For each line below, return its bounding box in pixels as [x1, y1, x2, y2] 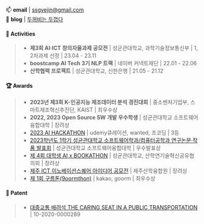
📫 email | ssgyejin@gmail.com [5, 6, 84, 13]
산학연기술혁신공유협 [145, 152, 195, 159]
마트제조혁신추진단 [29, 106, 75, 114]
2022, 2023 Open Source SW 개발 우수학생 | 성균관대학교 [29, 114, 172, 121]
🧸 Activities [5, 30, 36, 37]
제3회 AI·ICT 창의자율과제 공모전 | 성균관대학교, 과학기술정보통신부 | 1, [29, 45, 198, 52]
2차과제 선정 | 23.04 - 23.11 [29, 52, 97, 59]
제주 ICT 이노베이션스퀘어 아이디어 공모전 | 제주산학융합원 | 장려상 [29, 167, 188, 175]
